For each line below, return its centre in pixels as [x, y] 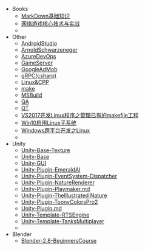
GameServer [37, 63]
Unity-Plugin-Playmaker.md [56, 189]
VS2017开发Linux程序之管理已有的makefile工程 [80, 115]
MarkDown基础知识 [46, 16]
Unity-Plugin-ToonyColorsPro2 [59, 202]
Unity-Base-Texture [46, 150]
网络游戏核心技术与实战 [50, 23]
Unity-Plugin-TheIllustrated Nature [64, 195]
